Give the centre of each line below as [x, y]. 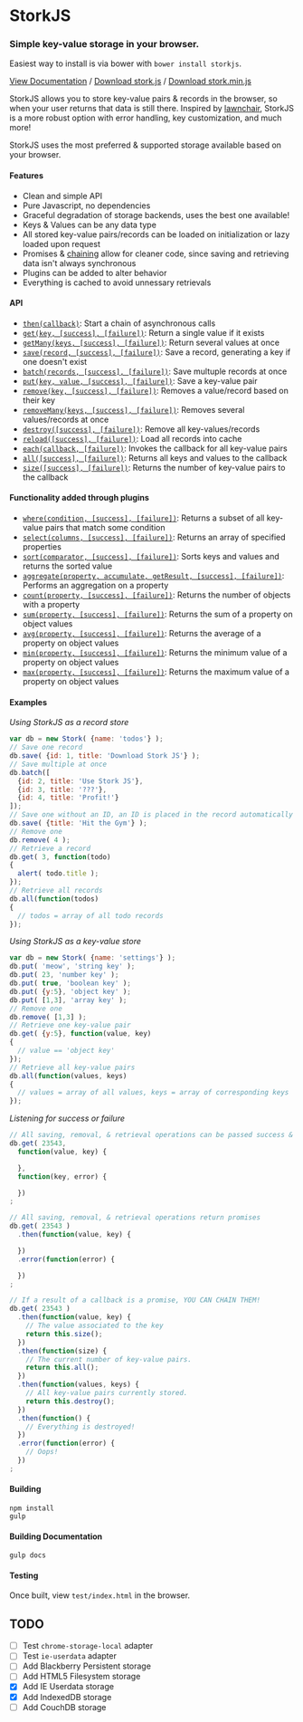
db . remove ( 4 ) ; [40, 840]
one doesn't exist [55, 361]
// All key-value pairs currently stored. [107, 1393]
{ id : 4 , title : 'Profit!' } [68, 798]
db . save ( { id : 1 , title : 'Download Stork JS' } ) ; [105, 756]
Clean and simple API [62, 196]
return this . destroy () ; [71, 1401]
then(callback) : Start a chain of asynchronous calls [119, 323]
